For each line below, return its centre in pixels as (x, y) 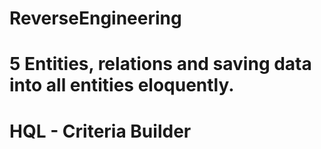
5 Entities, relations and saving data (160, 64)
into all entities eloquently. (122, 85)
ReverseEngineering (95, 18)
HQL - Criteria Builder (100, 131)
